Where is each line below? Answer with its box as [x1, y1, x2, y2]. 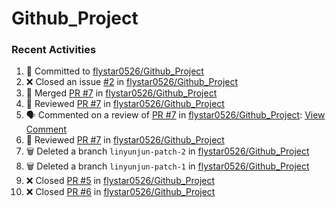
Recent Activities [11, 43, 97, 57]
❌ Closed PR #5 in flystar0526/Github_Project [25, 175, 216, 187]
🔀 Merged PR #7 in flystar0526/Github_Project [25, 87, 218, 99]
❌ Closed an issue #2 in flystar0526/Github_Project [25, 76, 239, 88]
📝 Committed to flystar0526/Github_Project [25, 65, 204, 77]
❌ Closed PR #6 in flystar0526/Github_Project [25, 186, 216, 198]
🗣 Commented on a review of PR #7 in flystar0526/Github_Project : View [25, 109, 326, 121]
